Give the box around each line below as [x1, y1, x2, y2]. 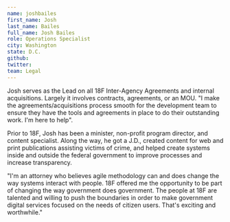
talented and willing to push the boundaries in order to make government [7, 193, 214, 201]
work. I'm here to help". [7, 115, 73, 124]
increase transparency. [7, 158, 72, 166]
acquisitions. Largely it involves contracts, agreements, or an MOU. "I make [7, 93, 220, 102]
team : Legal [7, 67, 41, 74]
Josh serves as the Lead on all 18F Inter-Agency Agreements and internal [7, 87, 215, 95]
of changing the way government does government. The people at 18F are [7, 186, 218, 195]
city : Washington [7, 42, 57, 49]
